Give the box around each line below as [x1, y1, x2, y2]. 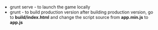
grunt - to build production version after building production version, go [9, 9, 154, 15]
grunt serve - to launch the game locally [9, 4, 90, 10]
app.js [9, 19, 23, 25]
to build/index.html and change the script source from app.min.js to [9, 15, 149, 20]
